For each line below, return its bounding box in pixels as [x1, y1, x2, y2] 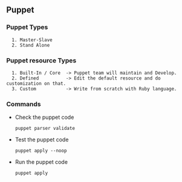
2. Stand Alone [11, 42, 50, 48]
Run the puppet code [15, 158, 68, 166]
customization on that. [6, 80, 67, 87]
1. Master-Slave [11, 36, 53, 43]
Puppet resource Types [6, 56, 77, 64]
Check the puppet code [15, 113, 74, 121]
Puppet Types [6, 23, 48, 32]
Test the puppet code [15, 136, 69, 143]
